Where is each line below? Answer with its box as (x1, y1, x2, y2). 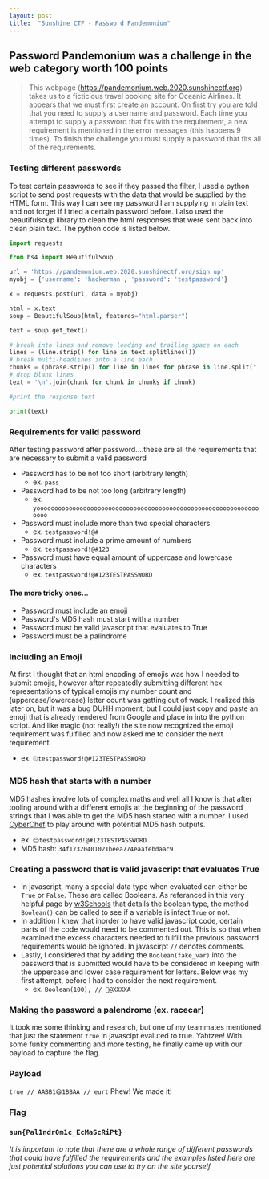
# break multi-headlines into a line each (9, 356, 153, 364)
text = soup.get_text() (9, 326, 89, 334)
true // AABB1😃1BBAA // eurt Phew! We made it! (9, 1086, 172, 1096)
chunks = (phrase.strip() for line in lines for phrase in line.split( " (9, 363, 257, 372)
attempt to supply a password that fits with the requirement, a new (28, 117, 248, 127)
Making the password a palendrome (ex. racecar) (9, 1004, 205, 1015)
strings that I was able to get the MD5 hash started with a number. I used (9, 810, 249, 820)
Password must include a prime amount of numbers (20, 535, 191, 545)
